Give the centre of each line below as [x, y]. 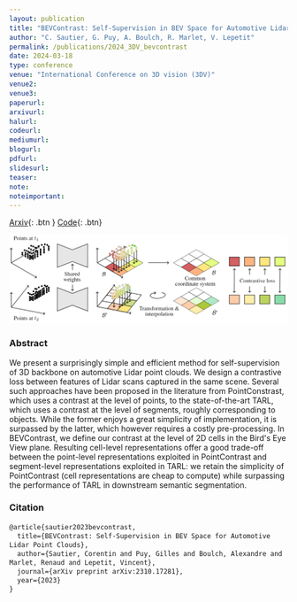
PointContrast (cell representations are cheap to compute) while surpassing [147, 475]
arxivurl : [27, 112]
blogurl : [25, 150]
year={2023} [39, 580]
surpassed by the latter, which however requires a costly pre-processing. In [147, 428]
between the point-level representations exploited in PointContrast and [138, 457]
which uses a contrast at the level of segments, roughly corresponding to [142, 409]
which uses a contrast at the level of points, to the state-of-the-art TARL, [141, 400]
